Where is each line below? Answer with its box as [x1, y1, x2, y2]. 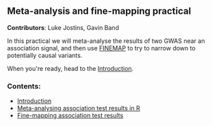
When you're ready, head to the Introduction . [7, 64, 134, 72]
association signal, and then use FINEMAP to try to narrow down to [7, 44, 196, 52]
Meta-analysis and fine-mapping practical [7, 5, 191, 17]
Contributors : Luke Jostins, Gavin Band [7, 23, 120, 31]
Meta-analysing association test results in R [16, 104, 140, 112]
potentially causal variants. [7, 51, 83, 59]
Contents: [7, 81, 41, 91]
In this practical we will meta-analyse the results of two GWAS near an [7, 37, 205, 45]
